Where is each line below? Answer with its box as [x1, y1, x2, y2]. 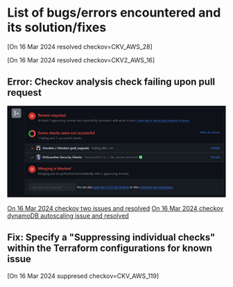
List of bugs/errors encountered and [7, 5, 221, 21]
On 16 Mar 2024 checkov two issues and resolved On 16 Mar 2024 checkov [7, 205, 224, 213]
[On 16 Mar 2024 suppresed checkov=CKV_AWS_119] [7, 272, 159, 280]
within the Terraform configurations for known [7, 243, 213, 254]
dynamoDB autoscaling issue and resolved [7, 211, 130, 220]
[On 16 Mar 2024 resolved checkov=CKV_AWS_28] [7, 42, 153, 51]
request [7, 87, 42, 98]
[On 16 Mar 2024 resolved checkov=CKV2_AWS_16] [7, 55, 155, 64]
